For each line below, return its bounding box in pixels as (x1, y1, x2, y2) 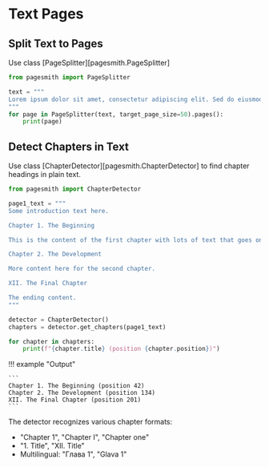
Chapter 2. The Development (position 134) (8, 389, 156, 397)
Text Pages (8, 5, 84, 23)
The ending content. (8, 294, 78, 302)
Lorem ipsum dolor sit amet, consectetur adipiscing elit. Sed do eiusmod (8, 95, 263, 103)
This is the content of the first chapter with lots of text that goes (8, 236, 252, 244)
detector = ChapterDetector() (8, 316, 110, 324)
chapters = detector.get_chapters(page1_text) (8, 323, 167, 331)
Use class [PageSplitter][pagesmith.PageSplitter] (8, 58, 171, 67)
